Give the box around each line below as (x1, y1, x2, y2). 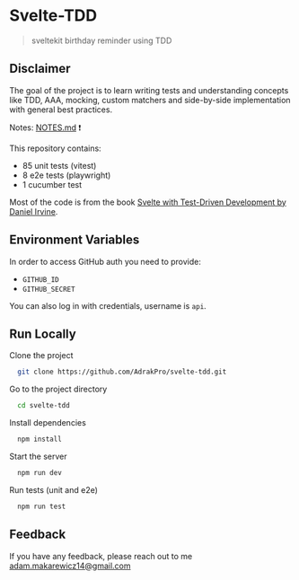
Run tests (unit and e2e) (9, 484, 99, 495)
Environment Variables (9, 233, 140, 248)
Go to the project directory (9, 383, 108, 395)
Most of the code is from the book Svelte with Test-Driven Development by (9, 197, 287, 207)
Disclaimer (9, 61, 71, 76)
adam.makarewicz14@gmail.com (9, 560, 132, 571)
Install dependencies (9, 417, 87, 428)
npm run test (17, 502, 66, 511)
